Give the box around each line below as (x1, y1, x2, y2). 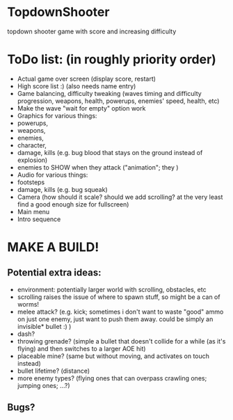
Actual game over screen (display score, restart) (17, 74, 156, 83)
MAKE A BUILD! (7, 239, 99, 255)
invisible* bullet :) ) (17, 322, 72, 330)
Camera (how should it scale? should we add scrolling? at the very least (17, 193, 223, 201)
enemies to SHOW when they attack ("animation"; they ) (17, 163, 179, 171)
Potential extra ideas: (7, 267, 102, 279)
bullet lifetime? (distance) (17, 366, 90, 375)
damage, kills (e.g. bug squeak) (17, 185, 108, 193)
